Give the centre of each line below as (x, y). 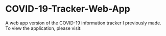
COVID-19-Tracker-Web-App (68, 9)
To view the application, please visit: (43, 28)
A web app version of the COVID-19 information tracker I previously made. (84, 23)
